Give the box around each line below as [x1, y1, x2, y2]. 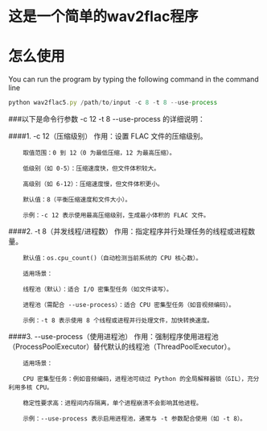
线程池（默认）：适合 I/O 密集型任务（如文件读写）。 [23, 285, 173, 293]
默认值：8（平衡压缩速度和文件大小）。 [23, 196, 131, 204]
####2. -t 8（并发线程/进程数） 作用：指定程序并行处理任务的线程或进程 [8, 226, 249, 236]
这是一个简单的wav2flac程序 [8, 7, 199, 26]
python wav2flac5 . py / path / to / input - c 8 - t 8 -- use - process [8, 98, 218, 107]
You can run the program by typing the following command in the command [8, 74, 259, 85]
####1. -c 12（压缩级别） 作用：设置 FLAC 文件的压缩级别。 [8, 131, 207, 141]
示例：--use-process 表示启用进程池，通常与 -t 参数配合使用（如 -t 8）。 [23, 415, 247, 423]
